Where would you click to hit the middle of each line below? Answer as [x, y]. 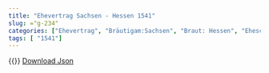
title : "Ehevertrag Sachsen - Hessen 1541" [82, 16]
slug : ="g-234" [34, 23]
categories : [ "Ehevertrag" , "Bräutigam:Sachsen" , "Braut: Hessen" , [123, 30]
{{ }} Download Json [41, 61]
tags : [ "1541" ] [35, 38]
